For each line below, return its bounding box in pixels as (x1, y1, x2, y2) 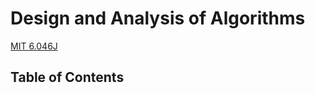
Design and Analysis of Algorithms (10, 7, 306, 30)
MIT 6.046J (10, 40, 58, 52)
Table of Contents (10, 69, 125, 86)
